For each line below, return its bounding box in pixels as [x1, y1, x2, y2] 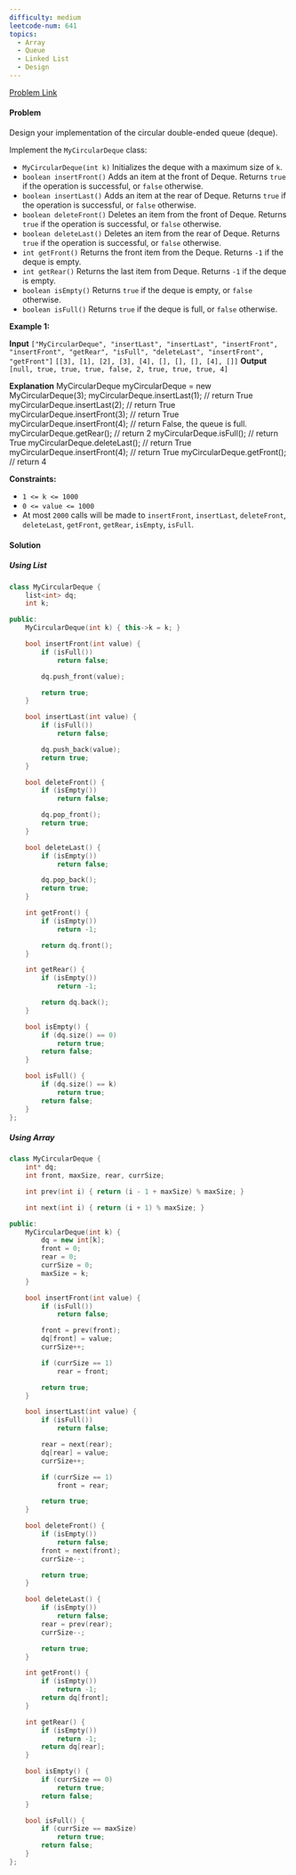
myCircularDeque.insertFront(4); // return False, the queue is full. [9, 419, 247, 429]
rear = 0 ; [41, 1252, 77, 1261]
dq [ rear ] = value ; [41, 1448, 109, 1457]
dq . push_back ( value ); [41, 745, 122, 754]
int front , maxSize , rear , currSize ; [25, 1171, 165, 1180]
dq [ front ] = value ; [41, 1334, 114, 1343]
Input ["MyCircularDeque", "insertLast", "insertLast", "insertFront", [9, 338, 278, 349]
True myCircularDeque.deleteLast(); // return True [9, 437, 192, 448]
